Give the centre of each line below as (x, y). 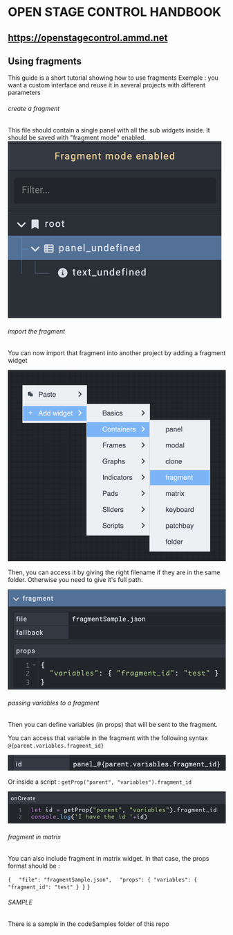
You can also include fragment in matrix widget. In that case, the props (109, 858)
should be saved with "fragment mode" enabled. (77, 137)
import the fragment (37, 332)
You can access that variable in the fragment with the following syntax (108, 738)
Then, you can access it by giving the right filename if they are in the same (114, 572)
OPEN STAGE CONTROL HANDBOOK (115, 12)
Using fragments (45, 61)
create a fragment (34, 108)
